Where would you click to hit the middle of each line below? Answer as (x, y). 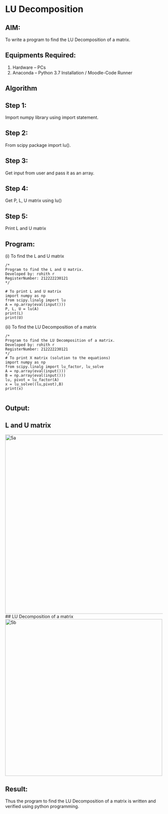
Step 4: (17, 189)
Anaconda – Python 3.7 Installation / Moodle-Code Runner (72, 72)
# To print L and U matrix (33, 292)
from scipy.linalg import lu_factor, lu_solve (54, 367)
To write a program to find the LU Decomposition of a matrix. (68, 39)
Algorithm (21, 88)
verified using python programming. (42, 807)
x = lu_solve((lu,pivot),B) (34, 384)
